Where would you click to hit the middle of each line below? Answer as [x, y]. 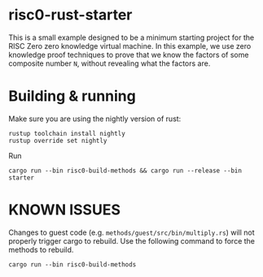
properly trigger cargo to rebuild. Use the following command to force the [131, 240]
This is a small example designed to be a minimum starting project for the [131, 37]
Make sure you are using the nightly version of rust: [95, 119]
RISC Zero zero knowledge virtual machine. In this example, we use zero [130, 45]
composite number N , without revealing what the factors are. [110, 63]
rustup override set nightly [58, 141]
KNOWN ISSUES [64, 210]
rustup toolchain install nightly [67, 133]
